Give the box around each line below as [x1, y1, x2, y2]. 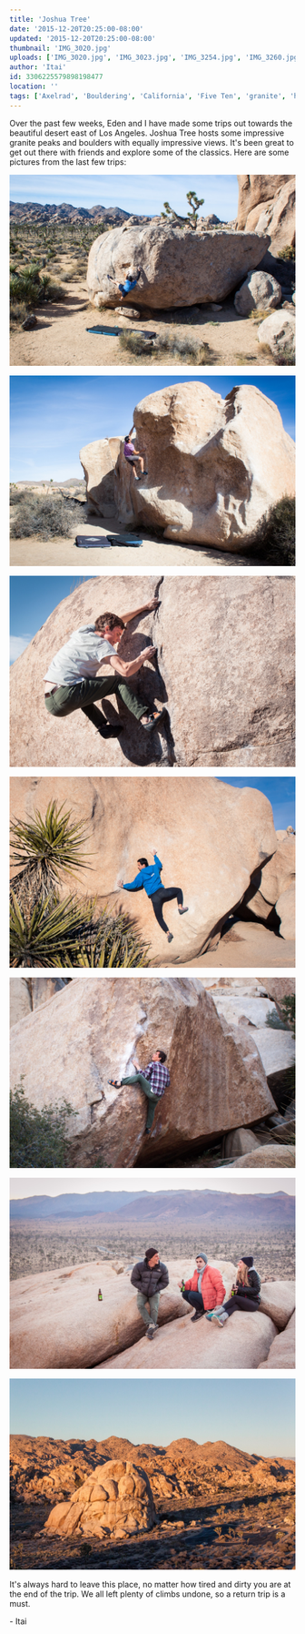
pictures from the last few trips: [9, 156, 127, 167]
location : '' [9, 82, 59, 91]
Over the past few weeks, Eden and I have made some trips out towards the [9, 117, 293, 128]
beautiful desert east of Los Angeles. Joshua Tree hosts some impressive [9, 127, 284, 138]
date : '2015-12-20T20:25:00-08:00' [9, 24, 144, 34]
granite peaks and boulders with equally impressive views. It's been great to [9, 137, 295, 147]
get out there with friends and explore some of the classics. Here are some [9, 147, 290, 157]
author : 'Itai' [9, 63, 67, 72]
